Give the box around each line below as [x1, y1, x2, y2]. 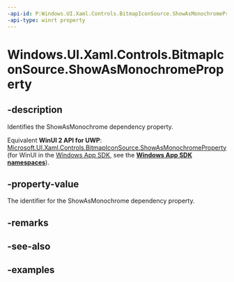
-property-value [7, 178, 79, 190]
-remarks [7, 217, 49, 228]
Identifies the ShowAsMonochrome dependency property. [7, 123, 174, 131]
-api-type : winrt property [7, 17, 86, 24]
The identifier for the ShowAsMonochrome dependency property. [7, 196, 195, 205]
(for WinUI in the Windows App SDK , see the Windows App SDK [7, 150, 193, 159]
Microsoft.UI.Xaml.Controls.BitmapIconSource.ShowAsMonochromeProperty [7, 143, 227, 152]
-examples [7, 264, 55, 276]
